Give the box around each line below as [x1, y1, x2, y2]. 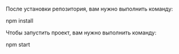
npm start [6, 41, 31, 48]
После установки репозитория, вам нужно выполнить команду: [6, 6, 173, 12]
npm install [6, 17, 34, 24]
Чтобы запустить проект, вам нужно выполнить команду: [6, 29, 157, 36]
